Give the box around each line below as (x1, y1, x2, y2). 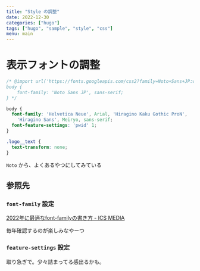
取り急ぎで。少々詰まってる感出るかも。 (6, 258, 105, 265)
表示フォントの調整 (6, 58, 101, 72)
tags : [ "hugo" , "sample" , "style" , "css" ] (6, 25, 113, 32)
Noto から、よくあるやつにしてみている (6, 161, 102, 169)
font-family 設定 (6, 200, 55, 208)
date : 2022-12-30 (6, 14, 49, 20)
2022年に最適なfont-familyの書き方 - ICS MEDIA (6, 214, 125, 222)
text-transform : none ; (11, 144, 68, 150)
